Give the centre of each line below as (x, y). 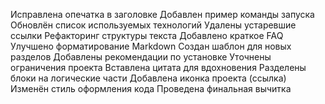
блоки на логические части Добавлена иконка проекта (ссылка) (148, 78)
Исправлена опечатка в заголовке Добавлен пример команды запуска (162, 14)
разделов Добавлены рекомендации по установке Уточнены (141, 57)
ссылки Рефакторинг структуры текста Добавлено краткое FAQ (147, 35)
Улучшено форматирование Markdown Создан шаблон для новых (151, 46)
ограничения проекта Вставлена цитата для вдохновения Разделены (158, 67)
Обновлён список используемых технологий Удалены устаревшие (153, 25)
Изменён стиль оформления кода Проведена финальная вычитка (151, 88)
